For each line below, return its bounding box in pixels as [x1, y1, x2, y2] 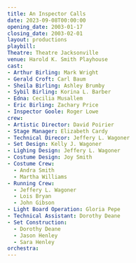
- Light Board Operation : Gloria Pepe [7, 206, 121, 213]
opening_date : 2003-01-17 [7, 23, 83, 30]
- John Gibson [13, 199, 55, 207]
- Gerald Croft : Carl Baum [7, 75, 86, 83]
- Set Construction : [7, 219, 68, 226]
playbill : [7, 43, 36, 50]
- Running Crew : [7, 180, 55, 187]
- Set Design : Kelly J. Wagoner [7, 141, 102, 148]
